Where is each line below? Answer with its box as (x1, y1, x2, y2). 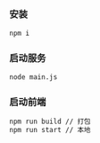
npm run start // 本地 (9, 125, 91, 134)
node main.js (9, 73, 58, 82)
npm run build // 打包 (9, 117, 91, 126)
